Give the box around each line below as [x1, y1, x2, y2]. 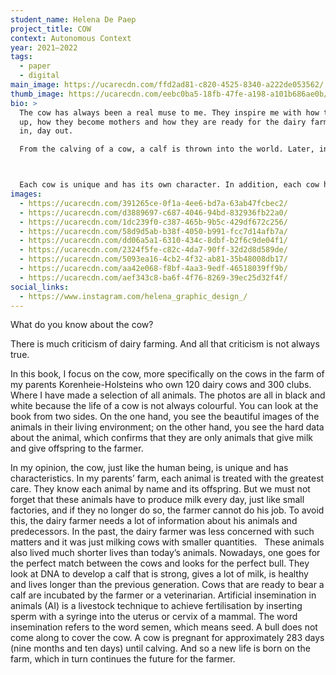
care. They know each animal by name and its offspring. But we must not [10, 483, 311, 495]
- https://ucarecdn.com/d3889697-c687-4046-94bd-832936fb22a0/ [19, 207, 288, 218]
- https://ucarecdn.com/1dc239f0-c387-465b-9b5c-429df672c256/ [19, 217, 288, 227]
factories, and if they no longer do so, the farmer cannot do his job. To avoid [10, 504, 325, 516]
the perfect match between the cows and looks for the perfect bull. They [10, 557, 310, 570]
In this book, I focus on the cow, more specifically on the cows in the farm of [10, 368, 325, 380]
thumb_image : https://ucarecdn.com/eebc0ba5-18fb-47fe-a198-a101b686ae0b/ [10, 89, 329, 99]
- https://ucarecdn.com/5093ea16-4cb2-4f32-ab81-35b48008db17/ [19, 254, 288, 265]
